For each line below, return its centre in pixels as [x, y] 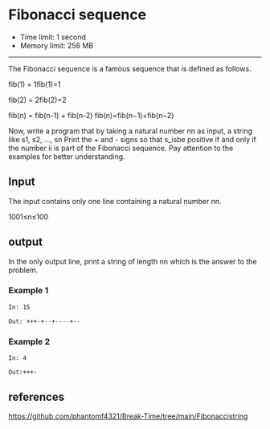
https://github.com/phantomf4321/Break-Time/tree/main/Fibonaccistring [128, 416]
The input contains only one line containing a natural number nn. [115, 201]
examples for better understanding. [67, 156]
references [37, 396]
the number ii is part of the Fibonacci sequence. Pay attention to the [121, 148]
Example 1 [29, 291]
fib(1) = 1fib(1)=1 [35, 84]
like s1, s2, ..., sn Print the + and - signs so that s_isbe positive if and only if [133, 139]
